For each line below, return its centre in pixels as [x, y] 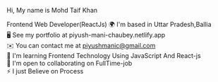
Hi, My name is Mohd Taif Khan [52, 10]
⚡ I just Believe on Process [45, 71]
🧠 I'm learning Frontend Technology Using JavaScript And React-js [104, 55]
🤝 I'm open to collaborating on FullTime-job [69, 63]
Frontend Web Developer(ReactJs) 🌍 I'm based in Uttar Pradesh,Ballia [109, 24]
